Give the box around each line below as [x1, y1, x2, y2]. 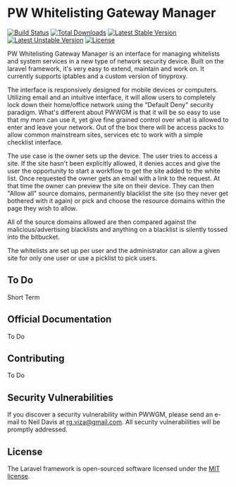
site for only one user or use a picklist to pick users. [7, 254, 157, 262]
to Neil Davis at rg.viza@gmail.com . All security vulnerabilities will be [20, 418, 221, 426]
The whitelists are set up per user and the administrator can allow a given [7, 246, 221, 254]
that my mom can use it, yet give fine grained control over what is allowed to [7, 115, 229, 124]
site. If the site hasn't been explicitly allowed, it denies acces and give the [7, 159, 221, 167]
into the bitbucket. [7, 233, 60, 241]
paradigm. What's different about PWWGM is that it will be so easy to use [7, 108, 221, 116]
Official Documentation [7, 314, 112, 326]
